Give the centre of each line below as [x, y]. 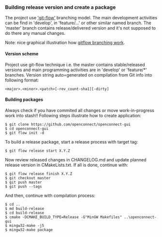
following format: [22, 80]
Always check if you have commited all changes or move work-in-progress [80, 110]
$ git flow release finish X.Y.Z [39, 174]
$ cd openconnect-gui [27, 128]
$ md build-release [25, 208]
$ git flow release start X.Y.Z [37, 151]
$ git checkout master [28, 178]
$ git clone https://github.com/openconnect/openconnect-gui [68, 124]
